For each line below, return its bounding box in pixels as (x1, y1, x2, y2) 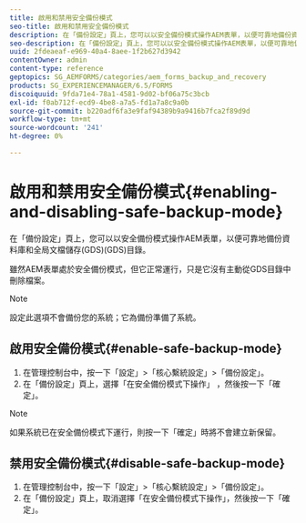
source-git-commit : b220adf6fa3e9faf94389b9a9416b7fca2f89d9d (9, 106, 250, 116)
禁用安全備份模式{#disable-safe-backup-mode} (9, 456, 285, 471)
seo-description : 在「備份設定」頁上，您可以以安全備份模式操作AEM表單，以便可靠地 (9, 38, 294, 48)
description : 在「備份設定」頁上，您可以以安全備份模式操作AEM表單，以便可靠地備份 (9, 30, 292, 39)
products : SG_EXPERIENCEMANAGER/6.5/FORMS (9, 81, 173, 90)
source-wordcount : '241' (9, 124, 104, 133)
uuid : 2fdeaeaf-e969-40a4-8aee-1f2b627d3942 (9, 47, 181, 56)
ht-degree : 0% (9, 132, 64, 141)
